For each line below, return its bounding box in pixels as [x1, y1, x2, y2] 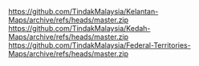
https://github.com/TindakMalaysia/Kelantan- [8, 7, 159, 16]
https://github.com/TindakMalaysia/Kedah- [8, 24, 151, 33]
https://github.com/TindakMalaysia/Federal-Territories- [8, 41, 191, 50]
